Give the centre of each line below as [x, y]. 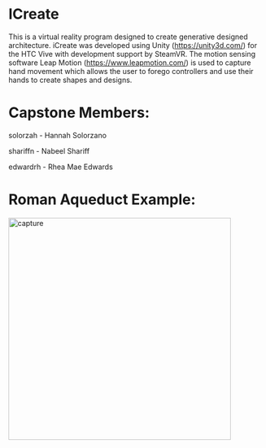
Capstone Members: [79, 113]
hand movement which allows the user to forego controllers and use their [131, 71]
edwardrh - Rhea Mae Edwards [61, 167]
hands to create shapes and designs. [70, 80]
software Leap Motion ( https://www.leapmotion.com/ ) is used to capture [130, 63]
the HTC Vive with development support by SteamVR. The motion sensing [132, 54]
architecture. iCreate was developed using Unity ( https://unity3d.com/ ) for [133, 45]
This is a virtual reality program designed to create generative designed [128, 37]
